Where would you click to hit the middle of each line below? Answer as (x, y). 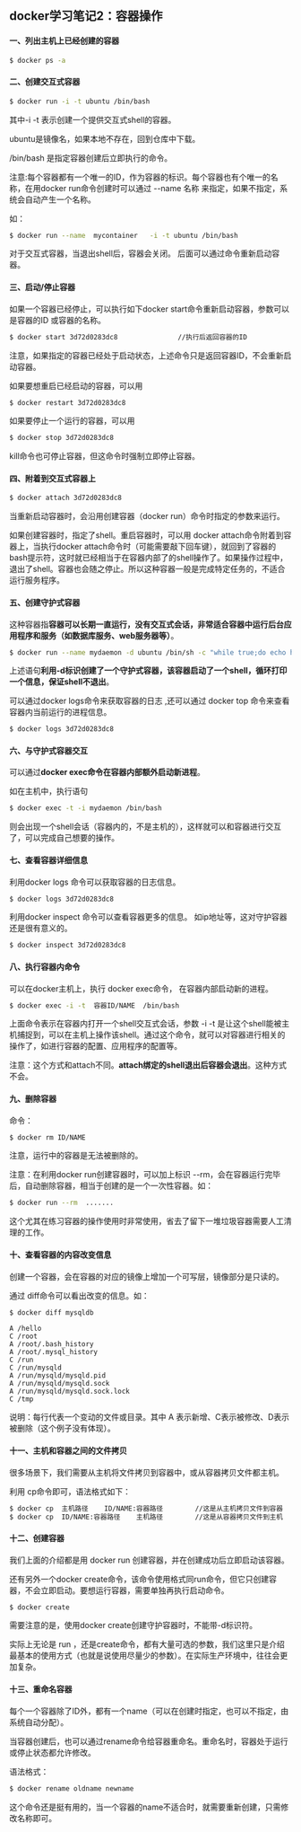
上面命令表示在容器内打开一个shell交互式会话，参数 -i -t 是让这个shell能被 (146, 1024)
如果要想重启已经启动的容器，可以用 (76, 385)
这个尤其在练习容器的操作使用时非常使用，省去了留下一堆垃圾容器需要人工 (146, 1221)
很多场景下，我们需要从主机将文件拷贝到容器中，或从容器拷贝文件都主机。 (146, 1472)
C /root (24, 1336)
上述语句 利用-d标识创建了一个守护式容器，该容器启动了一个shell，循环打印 (148, 671)
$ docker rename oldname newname (72, 1788)
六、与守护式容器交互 (48, 750)
